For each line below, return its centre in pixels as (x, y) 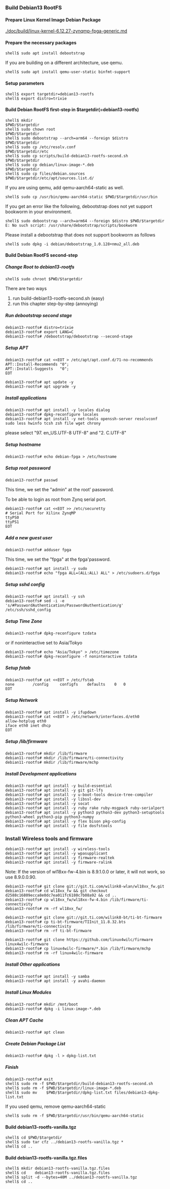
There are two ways (26, 289)
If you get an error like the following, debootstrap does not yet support (79, 206)
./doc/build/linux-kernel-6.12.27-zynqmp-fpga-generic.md (66, 31)
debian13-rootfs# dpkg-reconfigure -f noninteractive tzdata (71, 657)
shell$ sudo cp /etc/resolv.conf (41, 147)
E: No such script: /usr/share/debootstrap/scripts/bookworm (71, 225)
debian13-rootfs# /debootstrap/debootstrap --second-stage (69, 336)
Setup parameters (25, 83)
